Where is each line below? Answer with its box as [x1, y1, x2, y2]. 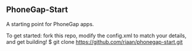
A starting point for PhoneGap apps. [6, 20, 94, 27]
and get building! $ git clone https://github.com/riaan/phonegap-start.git [6, 38, 183, 45]
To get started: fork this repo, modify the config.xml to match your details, [6, 32, 187, 39]
